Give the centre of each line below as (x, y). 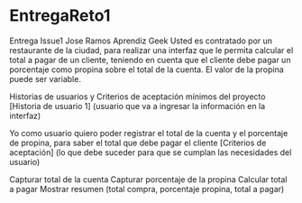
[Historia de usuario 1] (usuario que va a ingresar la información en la (137, 106)
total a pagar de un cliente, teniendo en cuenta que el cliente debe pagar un (150, 60)
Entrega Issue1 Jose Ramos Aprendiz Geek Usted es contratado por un (141, 41)
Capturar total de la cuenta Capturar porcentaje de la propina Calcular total (148, 179)
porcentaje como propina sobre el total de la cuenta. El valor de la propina (146, 69)
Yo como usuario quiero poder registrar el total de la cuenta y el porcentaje (149, 133)
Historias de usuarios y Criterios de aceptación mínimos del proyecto (137, 97)
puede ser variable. (45, 78)
